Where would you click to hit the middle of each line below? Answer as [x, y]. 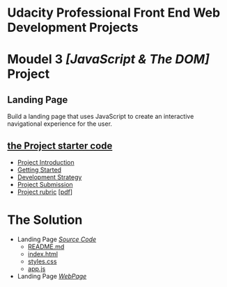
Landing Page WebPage [52, 276]
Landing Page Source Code [57, 239]
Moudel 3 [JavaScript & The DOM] [109, 59]
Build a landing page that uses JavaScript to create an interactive [101, 117]
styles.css [42, 261]
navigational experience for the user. [60, 124]
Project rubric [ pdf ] [45, 192]
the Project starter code [60, 146]
